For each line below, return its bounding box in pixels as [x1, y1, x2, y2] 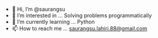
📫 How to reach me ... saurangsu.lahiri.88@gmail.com [11, 25, 148, 32]
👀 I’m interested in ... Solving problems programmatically [11, 12, 152, 19]
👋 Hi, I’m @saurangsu [11, 6, 65, 12]
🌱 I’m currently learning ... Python [11, 18, 95, 25]
